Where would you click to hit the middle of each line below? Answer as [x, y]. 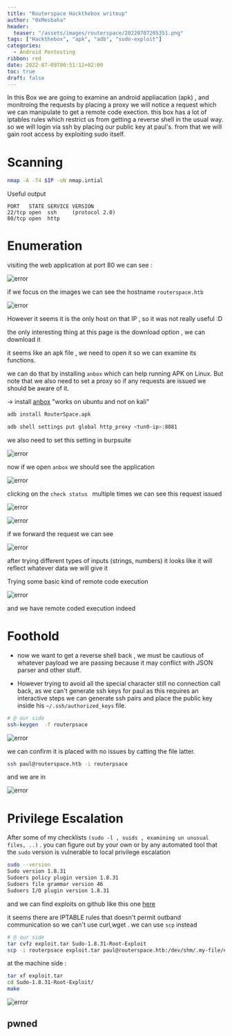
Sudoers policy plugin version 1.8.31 [63, 878]
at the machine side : [37, 963]
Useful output [27, 194]
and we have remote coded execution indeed [71, 608]
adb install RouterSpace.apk [49, 415]
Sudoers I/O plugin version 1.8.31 [58, 890]
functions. [21, 360]
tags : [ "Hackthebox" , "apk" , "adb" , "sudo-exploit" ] [85, 39]
